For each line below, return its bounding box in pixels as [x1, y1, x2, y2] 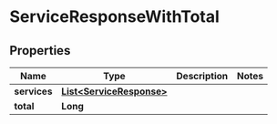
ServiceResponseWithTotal [9, 6, 221, 27]
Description [176, 70, 229, 82]
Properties [9, 43, 71, 58]
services [14, 85, 53, 98]
